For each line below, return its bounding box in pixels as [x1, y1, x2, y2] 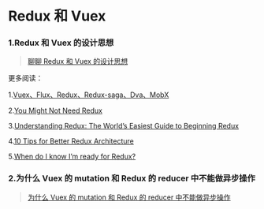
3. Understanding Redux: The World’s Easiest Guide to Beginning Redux [8, 121, 239, 131]
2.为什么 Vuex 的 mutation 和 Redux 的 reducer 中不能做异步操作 [8, 173, 256, 184]
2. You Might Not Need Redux [8, 106, 102, 115]
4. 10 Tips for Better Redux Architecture [8, 136, 134, 146]
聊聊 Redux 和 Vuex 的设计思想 [27, 57, 128, 66]
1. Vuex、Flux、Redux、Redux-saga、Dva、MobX [8, 90, 169, 99]
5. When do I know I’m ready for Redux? [8, 151, 136, 162]
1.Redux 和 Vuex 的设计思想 [8, 37, 114, 48]
